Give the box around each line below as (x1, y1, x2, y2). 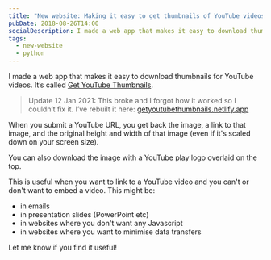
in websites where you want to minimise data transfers (19, 227, 202, 237)
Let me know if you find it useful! (8, 243, 118, 252)
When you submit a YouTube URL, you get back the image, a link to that (8, 120, 246, 129)
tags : (8, 34, 27, 43)
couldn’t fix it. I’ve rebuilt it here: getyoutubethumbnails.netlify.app (27, 104, 249, 114)
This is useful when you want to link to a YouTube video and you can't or (8, 177, 249, 187)
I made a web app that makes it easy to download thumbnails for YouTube (8, 72, 254, 81)
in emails (19, 201, 50, 211)
